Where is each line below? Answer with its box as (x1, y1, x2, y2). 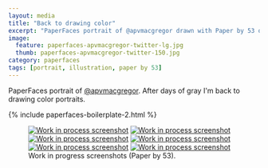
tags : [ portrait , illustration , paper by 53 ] (8, 64, 162, 72)
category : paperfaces (8, 57, 81, 65)
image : (8, 34, 30, 42)
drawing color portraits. (8, 94, 86, 104)
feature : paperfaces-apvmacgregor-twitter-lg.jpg (15, 42, 183, 50)
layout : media (8, 11, 56, 20)
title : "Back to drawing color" (8, 19, 116, 27)
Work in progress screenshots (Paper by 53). (28, 150, 176, 160)
